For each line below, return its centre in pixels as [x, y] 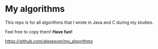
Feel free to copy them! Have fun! [39, 32]
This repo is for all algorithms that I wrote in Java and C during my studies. [79, 22]
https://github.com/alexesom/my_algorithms [49, 41]
